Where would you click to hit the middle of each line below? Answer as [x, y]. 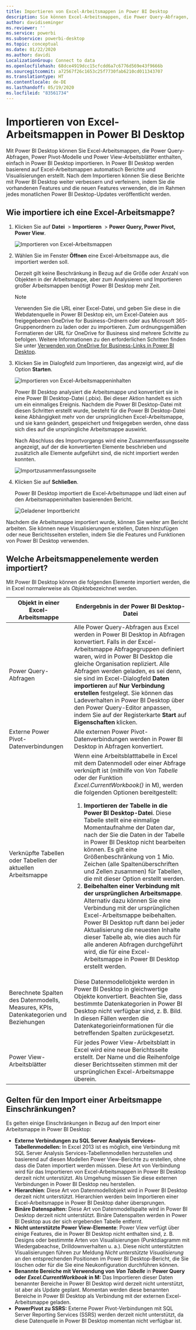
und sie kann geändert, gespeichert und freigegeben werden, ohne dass [102, 423]
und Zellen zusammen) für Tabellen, [133, 871]
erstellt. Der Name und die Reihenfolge [127, 1057]
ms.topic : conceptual [32, 44]
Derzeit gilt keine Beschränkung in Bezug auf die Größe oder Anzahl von [101, 273]
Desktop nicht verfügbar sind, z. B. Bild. [128, 1011]
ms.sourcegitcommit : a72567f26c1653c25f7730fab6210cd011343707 [85, 71]
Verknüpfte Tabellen [37, 853]
